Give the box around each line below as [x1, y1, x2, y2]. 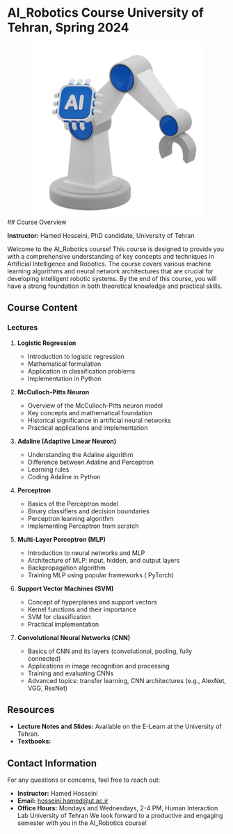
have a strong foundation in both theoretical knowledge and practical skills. [7, 282, 223, 290]
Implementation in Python [27, 374, 102, 383]
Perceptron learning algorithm [27, 514, 114, 522]
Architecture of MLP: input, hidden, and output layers [27, 556, 180, 564]
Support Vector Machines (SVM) [17, 584, 114, 593]
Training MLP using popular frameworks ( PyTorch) [27, 570, 175, 579]
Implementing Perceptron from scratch [27, 522, 139, 530]
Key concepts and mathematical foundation [27, 408, 153, 417]
